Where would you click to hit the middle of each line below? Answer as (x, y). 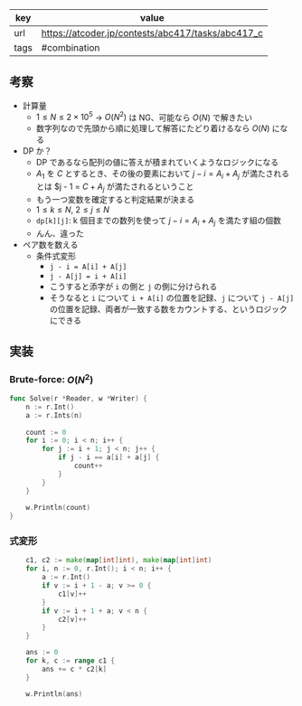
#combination (71, 47)
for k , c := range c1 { (71, 661)
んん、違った (60, 233)
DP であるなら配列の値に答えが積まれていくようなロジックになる (157, 163)
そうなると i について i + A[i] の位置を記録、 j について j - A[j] (172, 297)
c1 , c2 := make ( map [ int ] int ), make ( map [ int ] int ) (119, 560)
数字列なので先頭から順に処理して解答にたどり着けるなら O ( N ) (153, 128)
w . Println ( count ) (58, 508)
